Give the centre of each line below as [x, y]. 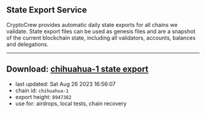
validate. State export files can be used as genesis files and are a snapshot [101, 31]
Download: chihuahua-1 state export [78, 69]
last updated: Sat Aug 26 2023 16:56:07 [65, 84]
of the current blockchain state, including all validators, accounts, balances [101, 38]
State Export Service [47, 10]
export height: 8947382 [43, 97]
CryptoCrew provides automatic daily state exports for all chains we [92, 24]
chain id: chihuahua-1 [42, 90]
